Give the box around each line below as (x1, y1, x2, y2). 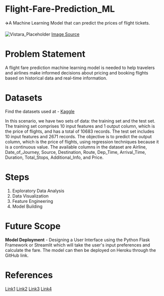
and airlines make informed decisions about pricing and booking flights (5, 70, 148, 75)
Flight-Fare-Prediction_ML (5, 3, 115, 15)
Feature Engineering (12, 198, 53, 204)
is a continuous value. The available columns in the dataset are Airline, (5, 144, 147, 150)
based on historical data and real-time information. (5, 75, 108, 81)
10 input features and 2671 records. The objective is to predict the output (5, 133, 152, 139)
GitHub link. (5, 252, 29, 258)
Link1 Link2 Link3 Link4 (5, 286, 52, 292)
